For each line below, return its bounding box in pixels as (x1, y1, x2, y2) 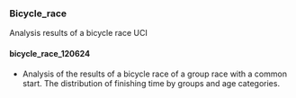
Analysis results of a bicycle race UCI (9, 28, 148, 39)
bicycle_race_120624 (9, 48, 91, 58)
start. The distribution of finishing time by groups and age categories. (22, 77, 281, 88)
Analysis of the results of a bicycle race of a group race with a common (22, 68, 288, 79)
